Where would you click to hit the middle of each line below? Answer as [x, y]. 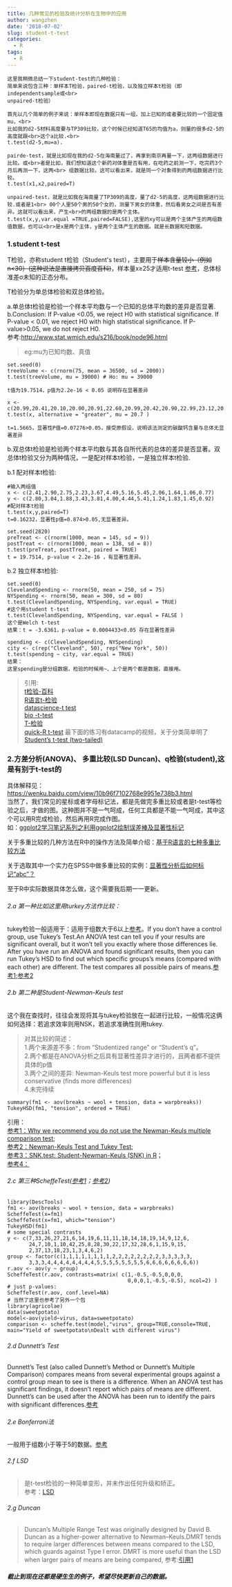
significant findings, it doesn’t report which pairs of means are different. [109, 1389]
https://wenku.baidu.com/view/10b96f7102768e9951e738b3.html [100, 793]
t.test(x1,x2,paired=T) [41, 184]
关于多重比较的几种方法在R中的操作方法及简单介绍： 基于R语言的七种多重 [111, 842]
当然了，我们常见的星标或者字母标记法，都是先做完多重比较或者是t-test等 [112, 802]
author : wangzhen [32, 20]
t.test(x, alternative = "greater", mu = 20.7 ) [78, 415]
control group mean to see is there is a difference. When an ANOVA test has [115, 1382]
